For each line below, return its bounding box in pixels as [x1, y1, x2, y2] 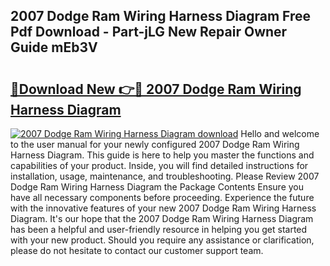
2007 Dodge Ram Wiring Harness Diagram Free [10, 8, 312, 25]
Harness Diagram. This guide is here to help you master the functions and [10, 149, 315, 161]
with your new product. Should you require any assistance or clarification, [10, 234, 315, 246]
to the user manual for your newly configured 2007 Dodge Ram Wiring [10, 139, 300, 150]
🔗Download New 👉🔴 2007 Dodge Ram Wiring [10, 80, 302, 98]
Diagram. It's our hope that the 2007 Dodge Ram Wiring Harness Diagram [10, 213, 314, 224]
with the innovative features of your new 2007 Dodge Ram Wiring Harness [10, 202, 317, 214]
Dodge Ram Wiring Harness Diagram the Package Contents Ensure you [10, 181, 305, 193]
